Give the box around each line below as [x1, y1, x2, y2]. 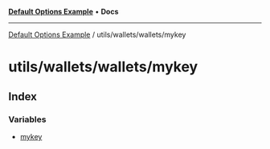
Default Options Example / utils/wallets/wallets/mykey [8, 30, 186, 39]
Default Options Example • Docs [8, 7, 119, 16]
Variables [8, 114, 47, 125]
